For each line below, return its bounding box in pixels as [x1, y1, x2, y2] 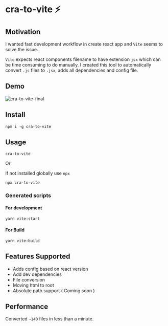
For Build [5, 227, 25, 233]
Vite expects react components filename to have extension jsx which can [5, 56, 161, 62]
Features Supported [5, 252, 70, 261]
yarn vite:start [5, 216, 40, 221]
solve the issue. [5, 47, 38, 52]
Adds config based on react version [12, 266, 88, 272]
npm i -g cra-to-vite [5, 124, 52, 129]
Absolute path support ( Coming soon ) [12, 287, 95, 294]
